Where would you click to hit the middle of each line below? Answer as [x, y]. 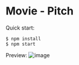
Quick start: [20, 28]
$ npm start [21, 44]
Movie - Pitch [39, 11]
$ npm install [24, 39]
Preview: [17, 55]
